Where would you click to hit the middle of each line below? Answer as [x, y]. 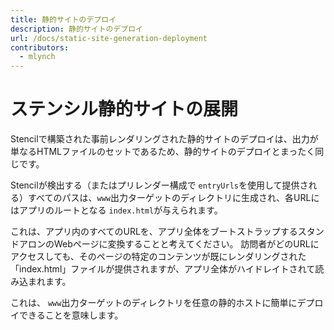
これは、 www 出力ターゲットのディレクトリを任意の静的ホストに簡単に [154, 303]
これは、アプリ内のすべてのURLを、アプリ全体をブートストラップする [154, 232]
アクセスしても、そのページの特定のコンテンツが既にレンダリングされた [158, 257]
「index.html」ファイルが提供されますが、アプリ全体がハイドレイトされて [163, 269]
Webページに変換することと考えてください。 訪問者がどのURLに [186, 244]
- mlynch [37, 57]
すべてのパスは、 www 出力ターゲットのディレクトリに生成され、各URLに [173, 198]
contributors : [40, 47]
